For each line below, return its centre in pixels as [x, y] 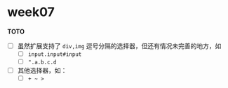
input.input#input [55, 54]
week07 [31, 12]
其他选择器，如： [42, 71]
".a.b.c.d [42, 63]
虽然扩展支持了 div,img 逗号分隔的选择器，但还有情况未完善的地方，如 [119, 45]
